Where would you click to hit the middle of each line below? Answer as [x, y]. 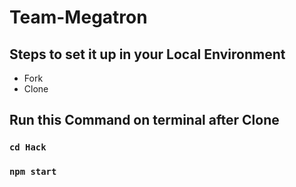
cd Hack [28, 147]
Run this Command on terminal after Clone [144, 120]
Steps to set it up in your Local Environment [147, 54]
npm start [33, 172]
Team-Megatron [78, 17]
